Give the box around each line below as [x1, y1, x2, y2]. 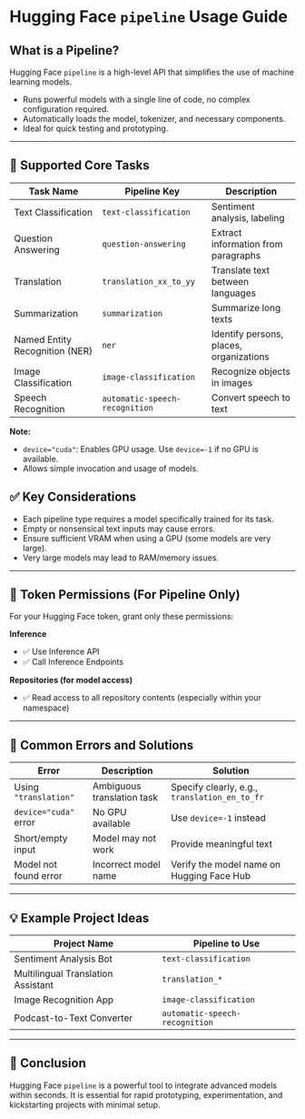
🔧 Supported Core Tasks [9, 157, 150, 174]
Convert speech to [212, 391, 290, 404]
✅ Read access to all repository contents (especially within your [22, 692, 261, 703]
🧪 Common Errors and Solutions [9, 737, 194, 752]
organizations [212, 350, 270, 363]
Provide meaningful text [171, 838, 272, 851]
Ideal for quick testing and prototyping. [22, 123, 169, 134]
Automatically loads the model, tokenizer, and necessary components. [22, 114, 286, 124]
